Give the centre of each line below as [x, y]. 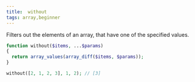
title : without [26, 12]
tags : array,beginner [33, 17]
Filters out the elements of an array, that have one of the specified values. [98, 34]
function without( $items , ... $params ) [55, 46]
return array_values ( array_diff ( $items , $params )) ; [78, 57]
